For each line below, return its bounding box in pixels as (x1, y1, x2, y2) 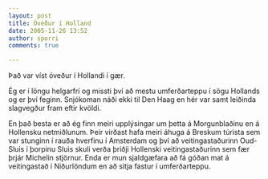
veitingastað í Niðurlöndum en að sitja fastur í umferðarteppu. (8, 161, 211, 171)
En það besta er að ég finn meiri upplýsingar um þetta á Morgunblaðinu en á (8, 119, 260, 128)
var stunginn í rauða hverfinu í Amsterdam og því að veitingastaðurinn (8, 136, 238, 145)
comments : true (8, 42, 59, 50)
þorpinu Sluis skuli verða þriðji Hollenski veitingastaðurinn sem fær (29, 144, 250, 154)
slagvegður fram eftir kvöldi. (8, 104, 102, 113)
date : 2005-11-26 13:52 (8, 26, 88, 35)
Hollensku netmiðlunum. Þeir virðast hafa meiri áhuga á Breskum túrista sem (8, 128, 261, 137)
